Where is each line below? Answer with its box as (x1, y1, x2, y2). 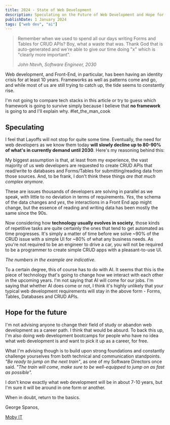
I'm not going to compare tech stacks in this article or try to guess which (5, 97, 156, 104)
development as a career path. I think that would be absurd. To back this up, (5, 327, 164, 333)
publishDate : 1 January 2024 (5, 17, 67, 22)
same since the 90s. (5, 210, 48, 216)
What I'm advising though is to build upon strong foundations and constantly (5, 347, 165, 353)
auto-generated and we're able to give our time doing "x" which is (17, 46, 156, 52)
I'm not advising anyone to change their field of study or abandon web (5, 321, 152, 328)
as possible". (5, 369, 32, 375)
